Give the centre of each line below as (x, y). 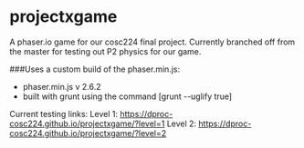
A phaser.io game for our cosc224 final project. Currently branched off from (152, 42)
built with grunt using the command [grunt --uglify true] (127, 96)
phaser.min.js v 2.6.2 (62, 86)
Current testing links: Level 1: (64, 113)
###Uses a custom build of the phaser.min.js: (95, 69)
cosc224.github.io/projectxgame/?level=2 (88, 133)
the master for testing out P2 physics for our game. (105, 51)
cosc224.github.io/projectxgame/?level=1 (87, 123)
